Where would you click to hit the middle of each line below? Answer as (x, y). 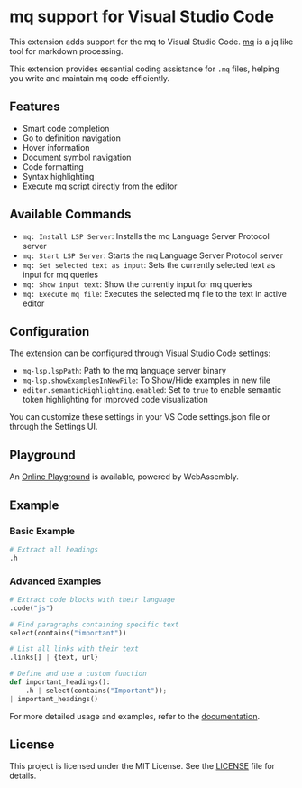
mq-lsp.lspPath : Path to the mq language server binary (124, 371)
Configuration (50, 331)
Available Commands (70, 214)
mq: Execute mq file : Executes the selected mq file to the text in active (154, 293)
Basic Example (42, 531)
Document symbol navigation (77, 157)
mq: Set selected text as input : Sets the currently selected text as (149, 264)
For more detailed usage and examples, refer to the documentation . (134, 716)
